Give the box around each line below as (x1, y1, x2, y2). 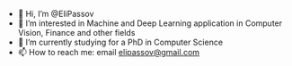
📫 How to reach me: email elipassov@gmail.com (17, 47, 200, 57)
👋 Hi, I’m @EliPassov (17, 9, 94, 19)
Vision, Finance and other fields (17, 28, 136, 37)
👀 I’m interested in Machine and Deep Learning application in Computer (17, 18, 283, 29)
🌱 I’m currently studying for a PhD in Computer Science (17, 37, 223, 47)
